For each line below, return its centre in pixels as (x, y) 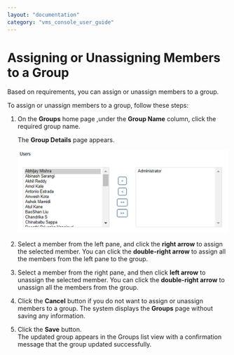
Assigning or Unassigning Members (114, 58)
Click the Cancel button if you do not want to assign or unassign (110, 300)
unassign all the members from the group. (78, 287)
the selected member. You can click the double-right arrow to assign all (122, 251)
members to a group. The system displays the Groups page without (115, 308)
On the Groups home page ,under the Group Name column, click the (117, 119)
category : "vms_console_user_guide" (61, 22)
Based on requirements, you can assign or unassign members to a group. (113, 92)
